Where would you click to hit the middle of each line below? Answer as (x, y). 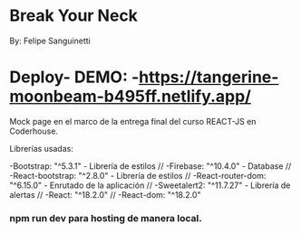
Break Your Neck (74, 16)
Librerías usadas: (42, 148)
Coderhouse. (34, 131)
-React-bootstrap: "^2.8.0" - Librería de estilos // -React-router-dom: (138, 175)
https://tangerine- (209, 77)
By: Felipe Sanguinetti (50, 41)
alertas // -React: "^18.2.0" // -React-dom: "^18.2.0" (105, 194)
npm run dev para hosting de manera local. (106, 218)
